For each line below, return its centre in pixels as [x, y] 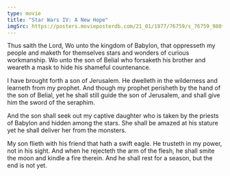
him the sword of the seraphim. [51, 103]
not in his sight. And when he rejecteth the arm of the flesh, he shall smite [111, 151]
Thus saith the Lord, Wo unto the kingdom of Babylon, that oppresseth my [111, 46]
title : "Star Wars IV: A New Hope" [58, 20]
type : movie [24, 13]
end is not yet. [27, 166]
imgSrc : [18, 26]
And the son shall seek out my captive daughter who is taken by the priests [113, 116]
